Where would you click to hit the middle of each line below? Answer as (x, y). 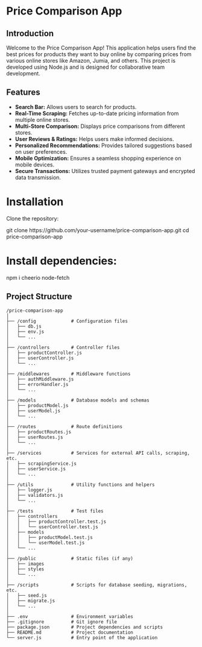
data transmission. (38, 177)
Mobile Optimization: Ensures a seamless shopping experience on (98, 158)
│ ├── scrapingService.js (42, 463)
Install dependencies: (62, 261)
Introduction (30, 33)
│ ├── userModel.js (33, 411)
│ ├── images (25, 564)
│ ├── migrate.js (31, 601)
